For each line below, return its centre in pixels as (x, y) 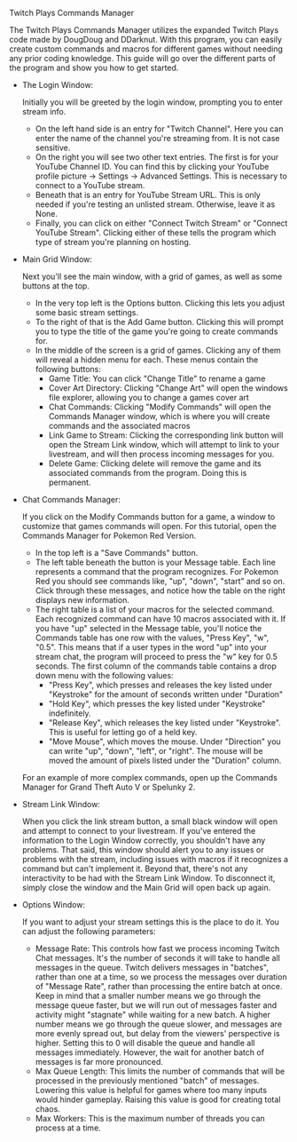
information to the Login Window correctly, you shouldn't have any (144, 840)
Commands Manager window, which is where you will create (159, 416)
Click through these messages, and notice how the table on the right (160, 591)
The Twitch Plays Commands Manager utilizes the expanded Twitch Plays (144, 30)
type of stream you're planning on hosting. (113, 242)
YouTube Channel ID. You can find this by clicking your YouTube (152, 167)
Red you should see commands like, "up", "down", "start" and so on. (160, 581)
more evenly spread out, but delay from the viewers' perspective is (158, 1033)
